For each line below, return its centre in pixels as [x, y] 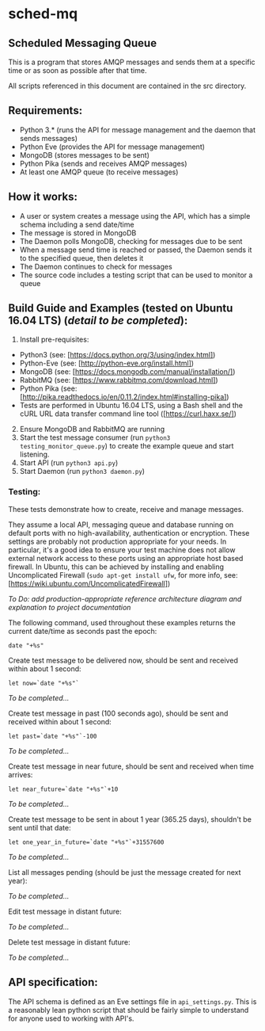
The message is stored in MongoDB [78, 233]
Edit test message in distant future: [65, 911]
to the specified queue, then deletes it [81, 258]
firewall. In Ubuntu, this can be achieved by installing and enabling [116, 567]
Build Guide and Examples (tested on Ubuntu [121, 309]
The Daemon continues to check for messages [96, 266]
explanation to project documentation [70, 607]
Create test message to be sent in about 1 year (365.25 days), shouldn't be [130, 819]
